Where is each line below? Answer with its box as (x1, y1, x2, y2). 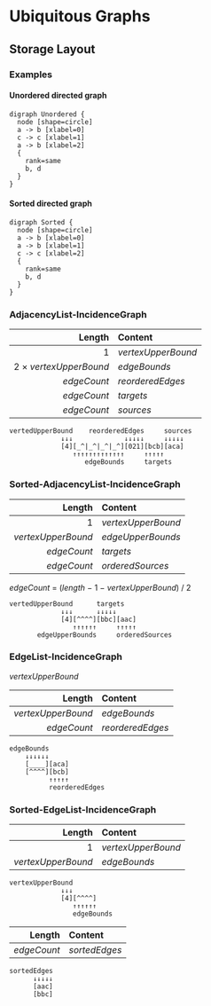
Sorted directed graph (9, 198, 93, 209)
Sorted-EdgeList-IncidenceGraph (9, 803, 157, 815)
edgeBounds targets (84, 458, 173, 467)
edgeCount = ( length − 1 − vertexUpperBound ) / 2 (9, 582, 191, 593)
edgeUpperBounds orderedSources (36, 630, 173, 640)
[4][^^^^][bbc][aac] (60, 615, 137, 624)
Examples (9, 68, 53, 81)
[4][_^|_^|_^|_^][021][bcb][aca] (60, 442, 184, 452)
